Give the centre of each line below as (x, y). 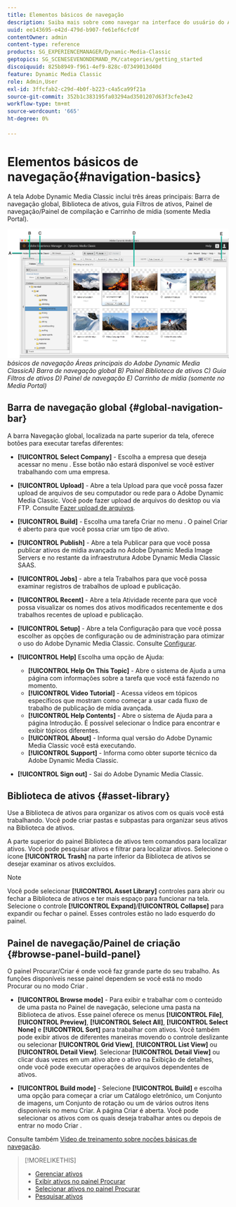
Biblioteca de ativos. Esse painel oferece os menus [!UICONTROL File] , (120, 1015)
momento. (42, 685)
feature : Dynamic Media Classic (54, 74)
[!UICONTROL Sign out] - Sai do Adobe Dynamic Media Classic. (110, 773)
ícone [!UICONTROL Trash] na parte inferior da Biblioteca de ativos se (109, 857)
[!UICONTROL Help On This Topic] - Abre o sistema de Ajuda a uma (127, 670)
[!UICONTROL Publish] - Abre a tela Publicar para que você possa (114, 543)
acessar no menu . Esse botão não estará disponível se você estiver (116, 464)
